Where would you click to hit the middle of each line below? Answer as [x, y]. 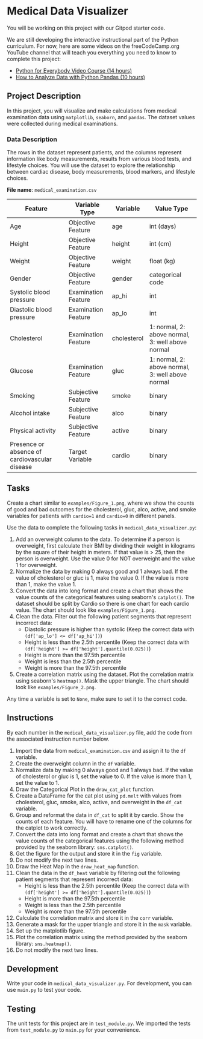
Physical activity [33, 431]
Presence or [27, 444]
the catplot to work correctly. [52, 828]
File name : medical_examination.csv [52, 190]
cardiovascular [31, 459]
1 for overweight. [36, 565]
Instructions [30, 718]
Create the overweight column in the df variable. [76, 763]
